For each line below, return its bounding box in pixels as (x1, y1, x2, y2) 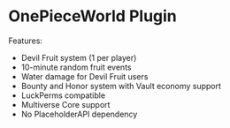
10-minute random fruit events (20, 62, 132, 72)
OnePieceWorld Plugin (8, 6, 178, 26)
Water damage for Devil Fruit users (20, 71, 149, 81)
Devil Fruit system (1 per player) (20, 52, 137, 63)
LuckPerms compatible (20, 90, 106, 101)
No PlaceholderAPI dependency (20, 109, 138, 119)
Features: (8, 35, 43, 46)
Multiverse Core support (20, 99, 111, 109)
